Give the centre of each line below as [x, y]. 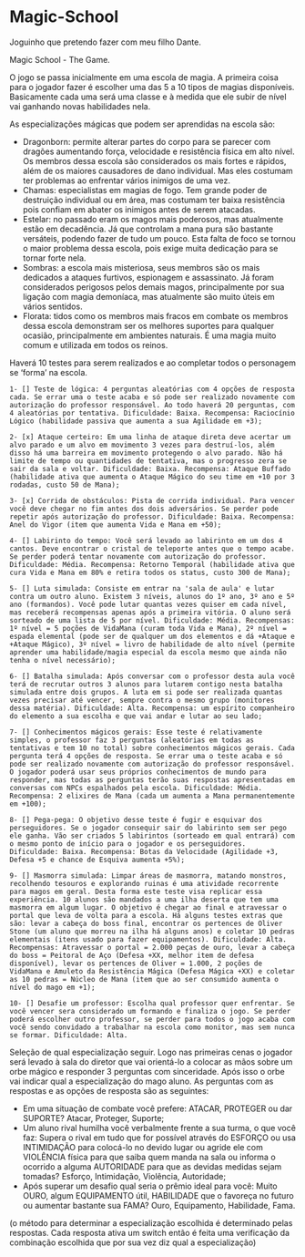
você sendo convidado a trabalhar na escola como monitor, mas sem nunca [152, 1027]
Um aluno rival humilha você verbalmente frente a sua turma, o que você [159, 1128]
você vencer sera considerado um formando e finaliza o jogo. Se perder [150, 1011]
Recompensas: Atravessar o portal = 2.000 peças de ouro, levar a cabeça [152, 947]
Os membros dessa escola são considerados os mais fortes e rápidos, [154, 160]
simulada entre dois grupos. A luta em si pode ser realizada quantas [146, 692]
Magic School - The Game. [60, 59]
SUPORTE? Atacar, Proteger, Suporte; [93, 1118]
